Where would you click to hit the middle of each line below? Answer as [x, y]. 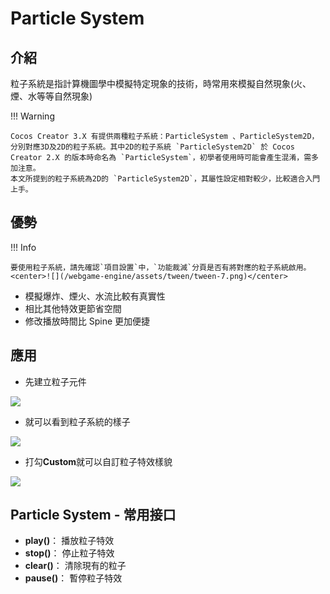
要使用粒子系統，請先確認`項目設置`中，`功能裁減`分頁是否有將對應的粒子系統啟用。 [161, 267]
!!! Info [23, 247]
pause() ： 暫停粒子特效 [73, 578]
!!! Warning [32, 116]
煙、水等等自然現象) [51, 96]
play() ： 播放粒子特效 [69, 541]
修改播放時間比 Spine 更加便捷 [87, 321]
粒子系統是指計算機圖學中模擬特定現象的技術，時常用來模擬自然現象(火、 [161, 83]
